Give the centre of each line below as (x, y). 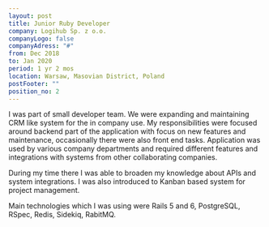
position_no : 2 (34, 91)
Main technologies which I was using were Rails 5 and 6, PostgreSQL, (124, 206)
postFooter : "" (34, 84)
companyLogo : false (41, 39)
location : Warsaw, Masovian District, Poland (86, 76)
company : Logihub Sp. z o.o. (58, 31)
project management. (44, 191)
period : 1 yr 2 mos (41, 69)
